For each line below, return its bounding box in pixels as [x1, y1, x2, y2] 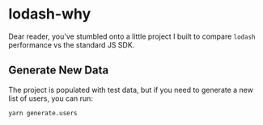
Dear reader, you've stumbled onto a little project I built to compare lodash [8, 31, 256, 41]
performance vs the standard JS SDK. [8, 40, 135, 49]
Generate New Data [8, 64, 109, 77]
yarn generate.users [8, 109, 78, 117]
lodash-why [8, 5, 91, 23]
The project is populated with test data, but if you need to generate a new [8, 85, 253, 94]
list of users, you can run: [8, 94, 93, 103]
